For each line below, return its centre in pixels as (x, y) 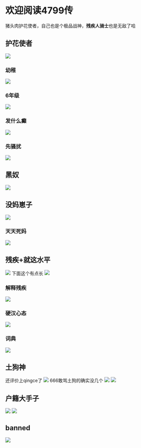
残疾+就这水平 (28, 260)
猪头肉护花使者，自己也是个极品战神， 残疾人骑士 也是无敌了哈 (70, 26)
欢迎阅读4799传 (39, 11)
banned (18, 428)
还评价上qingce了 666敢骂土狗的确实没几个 (54, 381)
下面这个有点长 (27, 273)
